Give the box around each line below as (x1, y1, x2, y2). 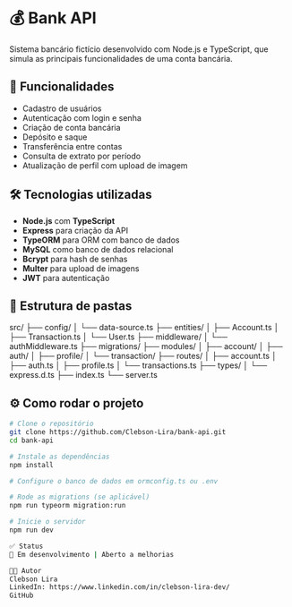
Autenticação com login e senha (21, 112, 142, 123)
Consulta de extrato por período (21, 150, 142, 161)
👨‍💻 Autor (9, 566, 42, 575)
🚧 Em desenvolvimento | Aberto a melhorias (9, 550, 175, 559)
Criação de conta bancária (21, 122, 121, 133)
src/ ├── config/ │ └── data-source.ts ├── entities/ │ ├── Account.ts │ (9, 322, 279, 333)
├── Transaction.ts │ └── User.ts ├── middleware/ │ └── (9, 331, 228, 342)
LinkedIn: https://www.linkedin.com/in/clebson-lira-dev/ (9, 583, 230, 592)
